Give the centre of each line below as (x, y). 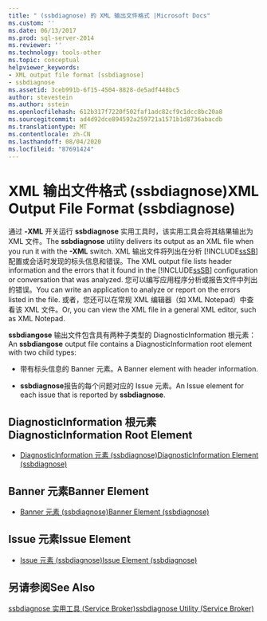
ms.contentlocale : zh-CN (49, 134)
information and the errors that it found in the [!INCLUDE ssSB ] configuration (133, 270)
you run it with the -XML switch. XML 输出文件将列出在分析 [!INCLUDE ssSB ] (133, 251)
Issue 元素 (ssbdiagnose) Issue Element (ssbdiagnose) (108, 560)
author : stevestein (41, 97)
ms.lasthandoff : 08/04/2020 (55, 141)
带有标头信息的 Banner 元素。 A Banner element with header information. (139, 369)
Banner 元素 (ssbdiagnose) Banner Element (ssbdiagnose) (114, 512)
